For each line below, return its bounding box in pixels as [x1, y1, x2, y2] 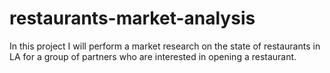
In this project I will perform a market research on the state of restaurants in [9, 40, 321, 52]
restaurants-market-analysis [9, 7, 256, 30]
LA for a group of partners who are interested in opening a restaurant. [9, 50, 297, 62]
